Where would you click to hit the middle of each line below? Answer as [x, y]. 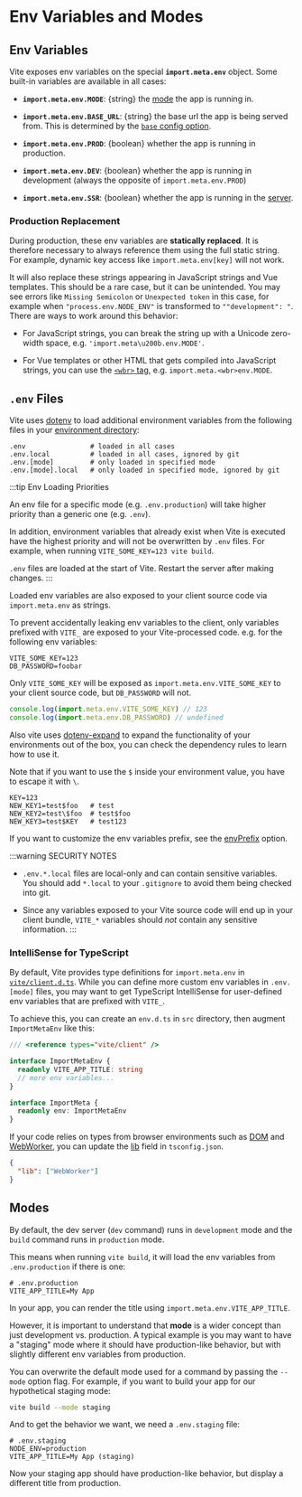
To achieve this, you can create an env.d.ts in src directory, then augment [147, 1019]
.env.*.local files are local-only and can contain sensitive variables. [150, 873]
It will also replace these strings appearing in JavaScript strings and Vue [143, 278]
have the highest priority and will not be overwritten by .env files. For [137, 541]
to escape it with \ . [44, 781]
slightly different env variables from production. [98, 1354]
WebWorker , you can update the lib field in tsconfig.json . [116, 1146]
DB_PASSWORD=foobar [46, 666]
